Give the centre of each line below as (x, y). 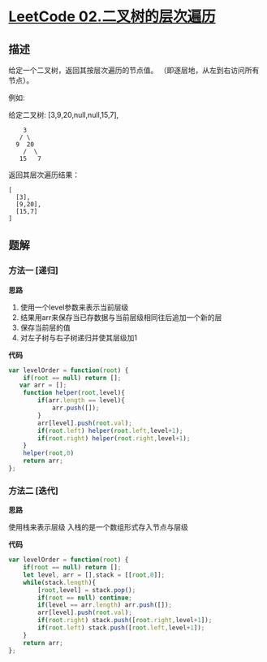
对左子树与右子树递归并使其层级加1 (79, 337)
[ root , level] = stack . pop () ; (87, 590)
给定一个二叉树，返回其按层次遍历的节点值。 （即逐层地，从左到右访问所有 (134, 70)
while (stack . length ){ (59, 582)
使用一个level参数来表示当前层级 (74, 307)
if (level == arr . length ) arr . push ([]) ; (105, 605)
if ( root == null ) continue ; (85, 598)
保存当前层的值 (45, 327)
